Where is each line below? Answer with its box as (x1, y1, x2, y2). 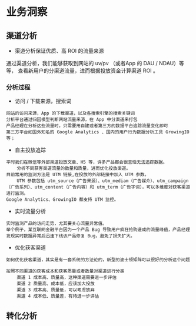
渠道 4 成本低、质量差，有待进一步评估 (16, 293, 99, 300)
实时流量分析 (14, 208, 46, 215)
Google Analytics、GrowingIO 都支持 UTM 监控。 (6, 197, 119, 203)
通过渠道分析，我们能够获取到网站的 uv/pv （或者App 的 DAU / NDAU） (6, 60, 180, 66)
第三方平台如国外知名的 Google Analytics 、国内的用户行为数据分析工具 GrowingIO (6, 129, 190, 135)
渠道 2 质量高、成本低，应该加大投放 (16, 281, 95, 287)
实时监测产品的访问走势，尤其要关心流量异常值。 (6, 221, 107, 227)
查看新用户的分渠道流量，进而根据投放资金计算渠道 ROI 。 (17, 67, 159, 74)
